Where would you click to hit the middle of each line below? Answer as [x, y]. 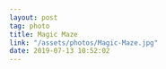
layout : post [34, 17]
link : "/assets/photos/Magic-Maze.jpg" [84, 43]
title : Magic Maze [44, 34]
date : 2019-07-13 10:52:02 [60, 51]
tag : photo [30, 26]
